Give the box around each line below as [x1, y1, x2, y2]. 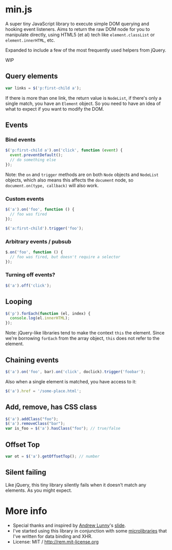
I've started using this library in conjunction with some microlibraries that [12, 527, 167, 534]
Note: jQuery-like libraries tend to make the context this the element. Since [5, 330, 165, 336]
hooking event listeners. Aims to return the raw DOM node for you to [5, 26, 150, 32]
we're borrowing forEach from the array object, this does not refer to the [5, 335, 160, 342]
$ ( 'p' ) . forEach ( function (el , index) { [5, 311, 91, 316]
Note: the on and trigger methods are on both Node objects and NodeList [5, 171, 159, 178]
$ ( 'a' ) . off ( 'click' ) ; [5, 283, 52, 288]
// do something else [10, 157, 56, 163]
